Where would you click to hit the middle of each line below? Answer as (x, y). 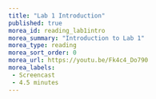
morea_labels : (32, 68)
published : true (35, 23)
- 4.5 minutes (35, 82)
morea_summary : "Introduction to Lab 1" (77, 38)
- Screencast (34, 75)
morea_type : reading (43, 46)
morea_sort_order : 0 (43, 53)
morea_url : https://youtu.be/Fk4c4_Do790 (78, 61)
